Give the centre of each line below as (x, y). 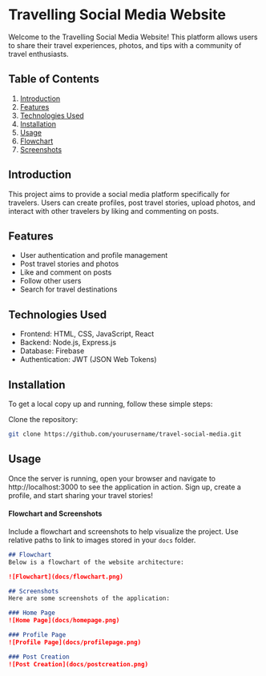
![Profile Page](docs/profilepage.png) (75, 642)
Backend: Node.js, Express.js (68, 343)
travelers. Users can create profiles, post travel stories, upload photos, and (132, 203)
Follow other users (50, 281)
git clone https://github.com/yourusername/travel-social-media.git (125, 434)
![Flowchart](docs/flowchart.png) (66, 577)
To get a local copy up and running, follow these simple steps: (111, 404)
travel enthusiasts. (39, 54)
